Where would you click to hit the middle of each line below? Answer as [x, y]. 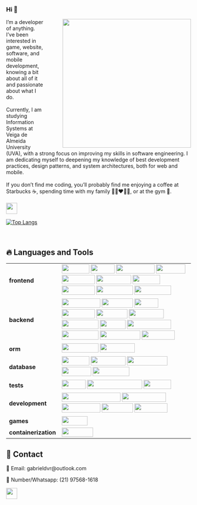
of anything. [21, 28]
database [23, 367]
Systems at [20, 128]
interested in [21, 41]
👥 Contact [25, 454]
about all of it [22, 78]
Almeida [16, 141]
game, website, [25, 47]
